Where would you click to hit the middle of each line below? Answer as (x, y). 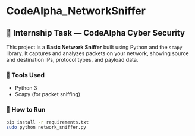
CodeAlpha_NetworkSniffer (76, 11)
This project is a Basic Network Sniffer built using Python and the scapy (94, 47)
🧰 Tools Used (25, 75)
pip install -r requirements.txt (48, 122)
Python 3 (26, 88)
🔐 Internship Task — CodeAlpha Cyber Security (96, 33)
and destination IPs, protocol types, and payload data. (72, 60)
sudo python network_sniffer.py (46, 128)
